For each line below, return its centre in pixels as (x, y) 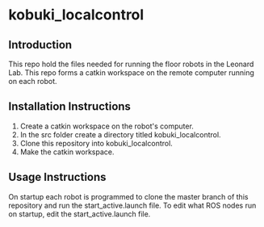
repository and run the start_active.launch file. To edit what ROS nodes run (132, 205)
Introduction (40, 45)
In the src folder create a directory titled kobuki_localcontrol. (120, 134)
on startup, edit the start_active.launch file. (80, 214)
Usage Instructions (57, 177)
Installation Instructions (70, 107)
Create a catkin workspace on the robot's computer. (107, 126)
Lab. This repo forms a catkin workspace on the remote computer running (131, 73)
